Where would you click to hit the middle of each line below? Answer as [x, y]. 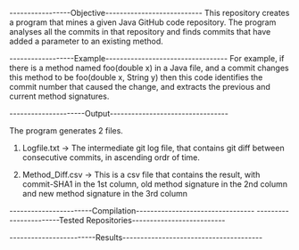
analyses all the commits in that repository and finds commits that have [140, 32]
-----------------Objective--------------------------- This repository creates [149, 13]
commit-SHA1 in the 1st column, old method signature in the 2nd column [155, 184]
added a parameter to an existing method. [86, 41]
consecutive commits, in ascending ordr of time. [111, 157]
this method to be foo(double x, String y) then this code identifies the [136, 77]
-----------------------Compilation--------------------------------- [132, 211]
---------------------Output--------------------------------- [119, 113]
